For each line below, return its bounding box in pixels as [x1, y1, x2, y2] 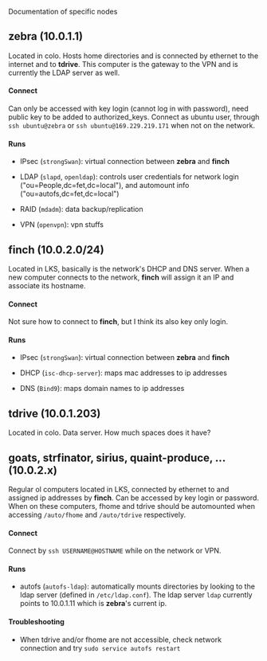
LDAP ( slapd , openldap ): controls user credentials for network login [19, 172, 239, 182]
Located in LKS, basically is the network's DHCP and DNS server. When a [8, 264, 249, 274]
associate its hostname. [8, 281, 86, 291]
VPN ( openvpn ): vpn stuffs [19, 220, 104, 229]
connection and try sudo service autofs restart [19, 643, 181, 652]
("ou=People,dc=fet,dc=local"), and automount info [19, 181, 190, 190]
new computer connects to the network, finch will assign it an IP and [8, 272, 234, 282]
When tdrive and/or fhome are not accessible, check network [19, 635, 222, 644]
